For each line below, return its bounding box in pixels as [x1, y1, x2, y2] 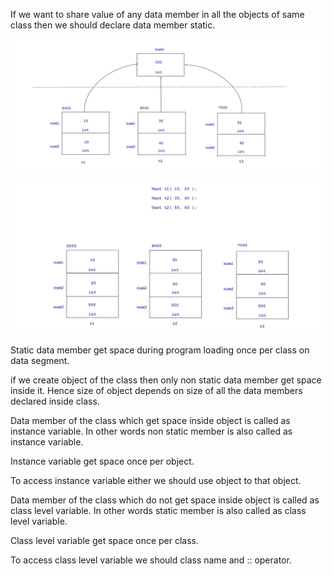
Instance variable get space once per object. [10, 455, 195, 468]
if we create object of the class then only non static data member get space [10, 374, 322, 386]
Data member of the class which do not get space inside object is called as [10, 494, 320, 506]
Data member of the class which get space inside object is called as [10, 415, 291, 427]
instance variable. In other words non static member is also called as [10, 425, 293, 438]
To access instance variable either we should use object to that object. [10, 475, 302, 487]
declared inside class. [10, 395, 100, 408]
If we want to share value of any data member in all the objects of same [10, 9, 305, 20]
